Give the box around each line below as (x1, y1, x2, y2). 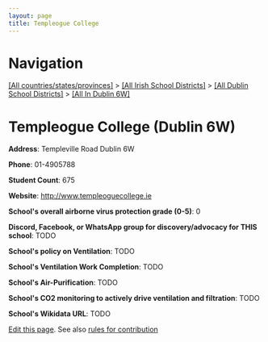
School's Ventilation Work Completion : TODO (8, 262, 164, 272)
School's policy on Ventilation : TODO (8, 247, 136, 256)
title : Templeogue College (8, 19, 99, 27)
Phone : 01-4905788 (8, 160, 76, 169)
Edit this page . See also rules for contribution (8, 324, 159, 335)
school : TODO (8, 231, 57, 240)
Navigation (8, 54, 83, 73)
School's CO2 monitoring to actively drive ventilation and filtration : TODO (8, 294, 260, 303)
